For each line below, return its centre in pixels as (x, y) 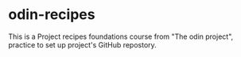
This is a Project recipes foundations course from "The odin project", (121, 36)
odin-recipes (52, 15)
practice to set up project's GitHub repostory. (82, 44)
